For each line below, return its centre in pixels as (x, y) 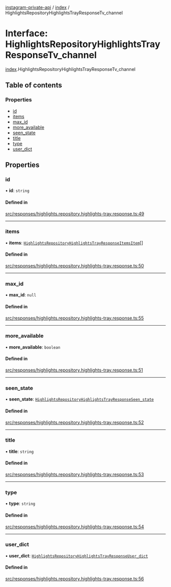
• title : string (20, 451)
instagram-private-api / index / (37, 7)
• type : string (20, 504)
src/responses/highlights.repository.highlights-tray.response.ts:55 (75, 318)
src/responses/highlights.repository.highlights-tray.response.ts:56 (75, 579)
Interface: (27, 33)
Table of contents (34, 85)
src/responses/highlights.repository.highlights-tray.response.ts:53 (75, 475)
